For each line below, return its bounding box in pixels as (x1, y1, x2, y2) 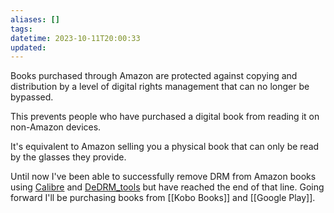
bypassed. (10, 91, 54, 103)
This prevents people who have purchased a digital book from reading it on (10, 111, 320, 123)
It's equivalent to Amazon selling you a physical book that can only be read (10, 141, 320, 153)
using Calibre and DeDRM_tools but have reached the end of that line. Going (10, 181, 325, 193)
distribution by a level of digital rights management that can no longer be (10, 81, 310, 93)
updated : (10, 42, 47, 53)
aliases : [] (10, 14, 60, 25)
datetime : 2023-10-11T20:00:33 (10, 33, 141, 43)
